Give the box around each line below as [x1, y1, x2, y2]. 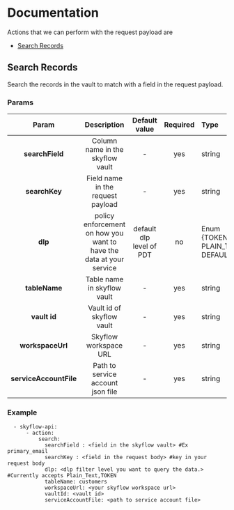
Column [91, 136, 118, 146]
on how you [85, 229, 124, 238]
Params [7, 98, 33, 107]
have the [90, 246, 119, 256]
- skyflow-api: [13, 424, 58, 431]
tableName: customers [44, 479, 108, 486]
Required [164, 120, 195, 130]
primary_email [7, 448, 49, 455]
